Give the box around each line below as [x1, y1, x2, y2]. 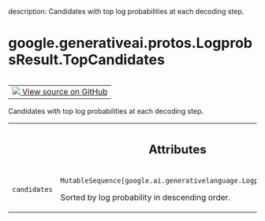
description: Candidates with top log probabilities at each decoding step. [8, 7, 244, 16]
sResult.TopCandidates [8, 51, 166, 69]
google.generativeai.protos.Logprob [8, 35, 252, 52]
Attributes [148, 142, 207, 157]
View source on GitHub [22, 86, 108, 97]
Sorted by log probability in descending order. [60, 192, 231, 203]
